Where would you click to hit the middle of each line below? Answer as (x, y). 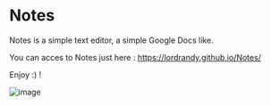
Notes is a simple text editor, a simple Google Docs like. (111, 40)
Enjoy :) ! (25, 74)
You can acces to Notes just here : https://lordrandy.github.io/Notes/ (135, 57)
